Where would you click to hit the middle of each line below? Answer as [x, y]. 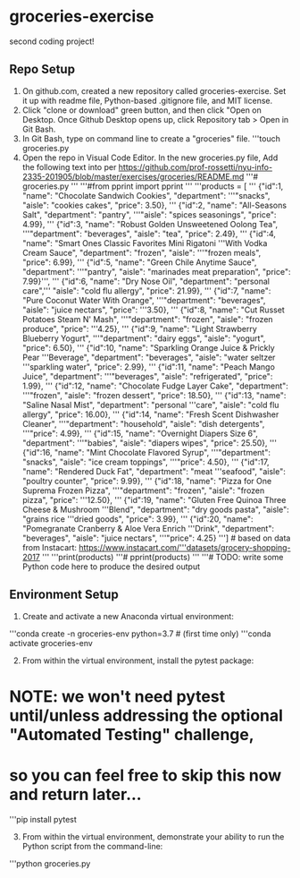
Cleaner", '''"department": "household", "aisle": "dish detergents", [143, 423]
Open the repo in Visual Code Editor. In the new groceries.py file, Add [150, 158]
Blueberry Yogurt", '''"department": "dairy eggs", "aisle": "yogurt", [144, 338]
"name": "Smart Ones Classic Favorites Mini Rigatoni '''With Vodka [145, 243]
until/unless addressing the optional [146, 716]
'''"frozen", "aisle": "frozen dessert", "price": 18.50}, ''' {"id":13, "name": [154, 395]
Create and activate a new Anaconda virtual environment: [128, 616]
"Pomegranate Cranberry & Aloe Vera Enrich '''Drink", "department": [148, 528]
